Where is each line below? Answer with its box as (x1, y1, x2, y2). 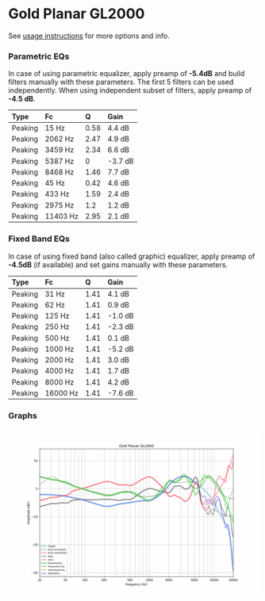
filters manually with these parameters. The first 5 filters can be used (8, 77, 234, 87)
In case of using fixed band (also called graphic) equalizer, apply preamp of (8, 251, 255, 261)
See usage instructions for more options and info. (8, 31, 171, 40)
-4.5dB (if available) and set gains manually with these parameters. (8, 259, 229, 270)
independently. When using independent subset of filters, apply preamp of (8, 86, 252, 95)
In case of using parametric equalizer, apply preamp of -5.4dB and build (8, 69, 245, 78)
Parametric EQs (8, 51, 70, 62)
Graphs (8, 410, 37, 421)
